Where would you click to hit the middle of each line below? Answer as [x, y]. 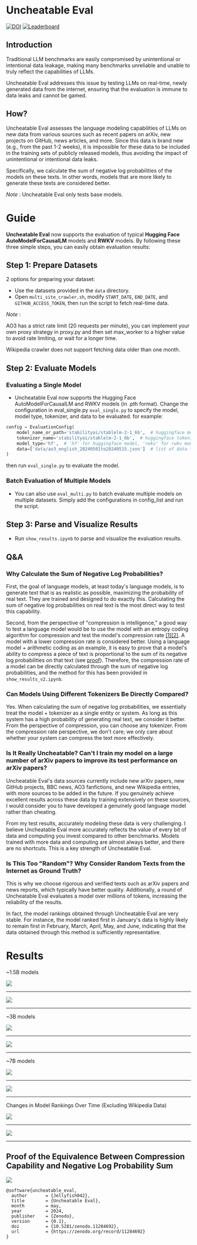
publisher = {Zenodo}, [43, 1216]
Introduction [29, 45]
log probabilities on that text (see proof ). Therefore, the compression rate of [98, 660]
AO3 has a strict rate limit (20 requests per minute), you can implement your [98, 326]
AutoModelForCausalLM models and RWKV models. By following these [93, 241]
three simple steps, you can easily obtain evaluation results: [78, 246]
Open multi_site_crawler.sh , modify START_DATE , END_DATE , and [91, 297]
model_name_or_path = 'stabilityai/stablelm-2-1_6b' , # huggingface [101, 432]
